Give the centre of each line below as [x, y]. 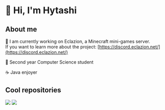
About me [21, 29]
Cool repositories [33, 90]
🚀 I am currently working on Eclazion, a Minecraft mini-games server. [78, 41]
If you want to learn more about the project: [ [52, 47]
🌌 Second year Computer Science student [49, 62]
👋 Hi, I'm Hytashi [41, 10]
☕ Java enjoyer [21, 72]
